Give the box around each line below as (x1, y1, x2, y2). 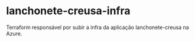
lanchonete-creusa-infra (6, 4, 131, 18)
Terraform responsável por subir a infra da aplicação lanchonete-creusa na (6, 24, 189, 31)
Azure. (6, 30, 22, 37)
